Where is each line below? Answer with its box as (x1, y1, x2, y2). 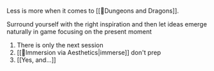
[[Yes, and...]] (16, 56, 57, 64)
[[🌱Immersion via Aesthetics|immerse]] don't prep (16, 49, 162, 56)
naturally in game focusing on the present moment (6, 28, 152, 35)
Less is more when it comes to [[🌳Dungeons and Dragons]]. (6, 7, 179, 15)
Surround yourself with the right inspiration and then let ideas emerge (6, 20, 208, 28)
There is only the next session (16, 41, 104, 49)
